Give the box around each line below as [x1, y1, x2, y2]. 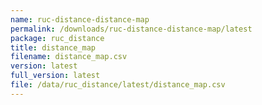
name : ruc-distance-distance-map [10, 14, 150, 25]
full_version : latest [10, 71, 101, 81]
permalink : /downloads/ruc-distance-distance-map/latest [10, 24, 253, 34]
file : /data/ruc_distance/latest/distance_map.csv [10, 80, 226, 90]
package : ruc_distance [10, 33, 105, 43]
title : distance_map [10, 42, 97, 53]
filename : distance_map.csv [10, 52, 128, 62]
